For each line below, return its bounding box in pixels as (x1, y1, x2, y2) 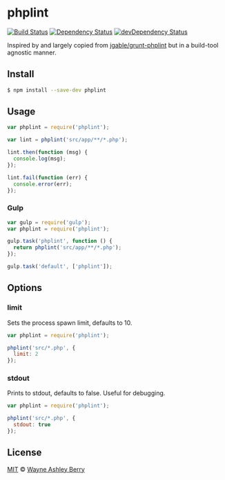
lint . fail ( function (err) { (7, 174, 88, 181)
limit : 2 (13, 350, 39, 358)
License (7, 447, 42, 459)
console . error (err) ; (13, 181, 72, 188)
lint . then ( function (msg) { (7, 149, 88, 156)
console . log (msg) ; (13, 155, 67, 163)
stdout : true (13, 421, 51, 428)
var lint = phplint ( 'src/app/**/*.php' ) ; (7, 137, 128, 143)
